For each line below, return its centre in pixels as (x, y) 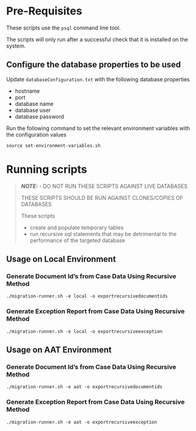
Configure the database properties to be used (94, 65)
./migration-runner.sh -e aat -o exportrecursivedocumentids (84, 387)
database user (33, 110)
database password (39, 116)
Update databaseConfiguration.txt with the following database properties (98, 79)
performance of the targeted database (77, 240)
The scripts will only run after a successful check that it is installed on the (97, 39)
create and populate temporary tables (77, 228)
